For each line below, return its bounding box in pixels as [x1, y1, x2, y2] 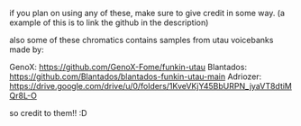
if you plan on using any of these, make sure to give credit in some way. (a [9, 8, 286, 18]
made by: [9, 44, 44, 55]
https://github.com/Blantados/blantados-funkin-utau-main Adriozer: [9, 71, 262, 82]
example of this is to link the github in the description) [9, 17, 209, 28]
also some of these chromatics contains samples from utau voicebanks [9, 35, 274, 45]
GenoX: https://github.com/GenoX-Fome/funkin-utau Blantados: [9, 62, 248, 72]
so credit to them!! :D [9, 108, 87, 118]
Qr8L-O [9, 90, 38, 101]
